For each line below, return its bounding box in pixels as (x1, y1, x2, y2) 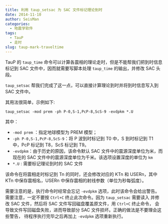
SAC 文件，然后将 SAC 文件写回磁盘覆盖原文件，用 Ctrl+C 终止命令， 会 (11, 200, 159, 206)
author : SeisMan (5, 17, 39, 22)
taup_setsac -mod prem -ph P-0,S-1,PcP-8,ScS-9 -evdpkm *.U (5, 109, 134, 114)
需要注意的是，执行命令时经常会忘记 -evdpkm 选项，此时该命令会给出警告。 (5, 188, 159, 194)
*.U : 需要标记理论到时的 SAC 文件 (12, 160, 83, 166)
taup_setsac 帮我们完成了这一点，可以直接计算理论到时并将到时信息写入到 (5, 82, 159, 88)
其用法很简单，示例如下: (5, 99, 55, 105)
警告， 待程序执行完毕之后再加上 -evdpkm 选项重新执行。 (9, 213, 126, 219)
